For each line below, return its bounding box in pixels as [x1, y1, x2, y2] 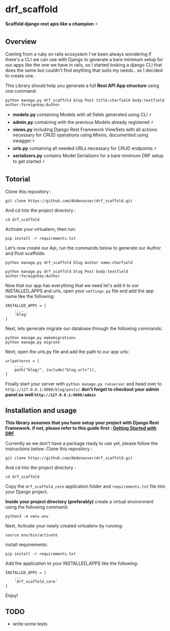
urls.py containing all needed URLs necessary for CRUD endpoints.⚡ [12, 145, 157, 151]
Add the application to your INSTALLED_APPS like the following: [5, 560, 139, 566]
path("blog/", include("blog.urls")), [14, 367, 96, 372]
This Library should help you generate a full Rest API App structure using [5, 83, 159, 89]
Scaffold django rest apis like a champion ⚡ [5, 20, 98, 26]
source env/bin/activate [5, 533, 58, 538]
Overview [5, 37, 37, 46]
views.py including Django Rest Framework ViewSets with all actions [12, 126, 157, 132]
